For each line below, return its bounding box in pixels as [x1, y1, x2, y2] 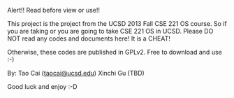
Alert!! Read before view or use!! [7, 6, 100, 14]
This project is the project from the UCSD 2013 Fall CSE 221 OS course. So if [7, 20, 227, 27]
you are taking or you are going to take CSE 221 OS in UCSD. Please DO [7, 27, 214, 35]
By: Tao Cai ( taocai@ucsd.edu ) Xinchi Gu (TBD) [7, 69, 145, 77]
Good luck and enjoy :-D [7, 83, 78, 90]
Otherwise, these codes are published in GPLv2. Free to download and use [7, 48, 222, 56]
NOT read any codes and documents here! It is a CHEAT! [7, 34, 171, 43]
